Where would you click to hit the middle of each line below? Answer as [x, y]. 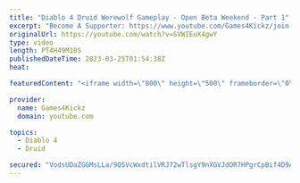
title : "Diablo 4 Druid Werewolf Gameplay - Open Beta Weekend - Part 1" [150, 17]
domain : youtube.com [55, 116]
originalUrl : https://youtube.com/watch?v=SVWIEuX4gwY [113, 34]
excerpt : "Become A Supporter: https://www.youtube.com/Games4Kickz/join [150, 26]
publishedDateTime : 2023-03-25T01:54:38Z [87, 59]
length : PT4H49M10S [46, 51]
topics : [24, 132]
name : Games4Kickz [52, 108]
